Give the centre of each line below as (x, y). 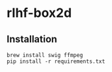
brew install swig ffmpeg (45, 55)
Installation (32, 39)
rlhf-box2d (39, 13)
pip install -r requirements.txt (56, 61)
